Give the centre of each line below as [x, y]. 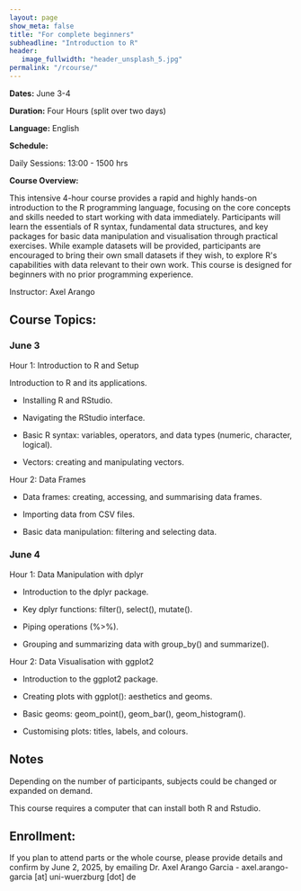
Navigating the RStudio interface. [84, 417]
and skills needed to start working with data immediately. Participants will [145, 217]
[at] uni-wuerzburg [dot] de [85, 877]
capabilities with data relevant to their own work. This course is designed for [150, 264]
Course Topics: [53, 320]
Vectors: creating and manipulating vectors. [103, 462]
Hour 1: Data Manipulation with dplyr [76, 574]
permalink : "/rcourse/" [54, 68]
